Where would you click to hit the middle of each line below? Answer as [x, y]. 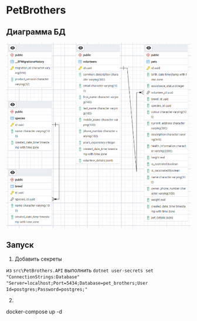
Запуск [20, 245]
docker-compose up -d [34, 312]
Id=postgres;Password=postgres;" [47, 290]
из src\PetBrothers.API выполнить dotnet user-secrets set [80, 271]
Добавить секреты [38, 259]
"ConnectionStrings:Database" [43, 277]
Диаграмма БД [36, 32]
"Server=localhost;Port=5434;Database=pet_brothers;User [77, 284]
